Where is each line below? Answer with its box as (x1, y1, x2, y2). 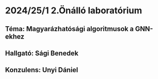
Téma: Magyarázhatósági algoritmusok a (5, 25, 134, 33)
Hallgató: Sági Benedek (5, 49, 79, 57)
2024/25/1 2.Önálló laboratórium (5, 5, 142, 16)
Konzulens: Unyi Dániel (5, 66, 79, 74)
